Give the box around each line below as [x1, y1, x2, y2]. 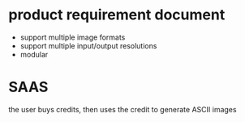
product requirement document [8, 6, 226, 24]
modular [19, 49, 49, 59]
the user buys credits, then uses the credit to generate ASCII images [8, 104, 237, 114]
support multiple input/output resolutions [19, 40, 157, 50]
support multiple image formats [19, 32, 126, 42]
